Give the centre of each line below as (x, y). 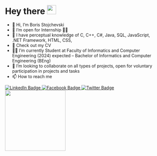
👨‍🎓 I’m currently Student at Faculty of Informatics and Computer (76, 50)
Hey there (25, 11)
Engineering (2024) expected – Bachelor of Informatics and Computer (82, 55)
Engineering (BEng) (31, 61)
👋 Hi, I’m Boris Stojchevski (38, 25)
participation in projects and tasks (46, 71)
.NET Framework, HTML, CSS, (42, 40)
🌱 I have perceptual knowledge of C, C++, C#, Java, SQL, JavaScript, (81, 35)
